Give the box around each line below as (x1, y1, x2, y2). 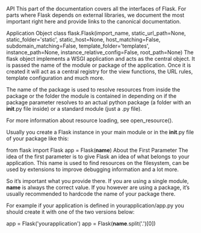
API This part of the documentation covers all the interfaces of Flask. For (6, 5, 187, 12)
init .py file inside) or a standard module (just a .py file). (6, 105, 143, 112)
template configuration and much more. (6, 75, 105, 81)
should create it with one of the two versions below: (6, 208, 135, 216)
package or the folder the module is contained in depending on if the (6, 93, 177, 99)
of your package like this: (6, 135, 69, 142)
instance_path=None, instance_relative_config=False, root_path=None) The (6, 49, 194, 56)
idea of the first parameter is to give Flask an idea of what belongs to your (6, 153, 190, 160)
